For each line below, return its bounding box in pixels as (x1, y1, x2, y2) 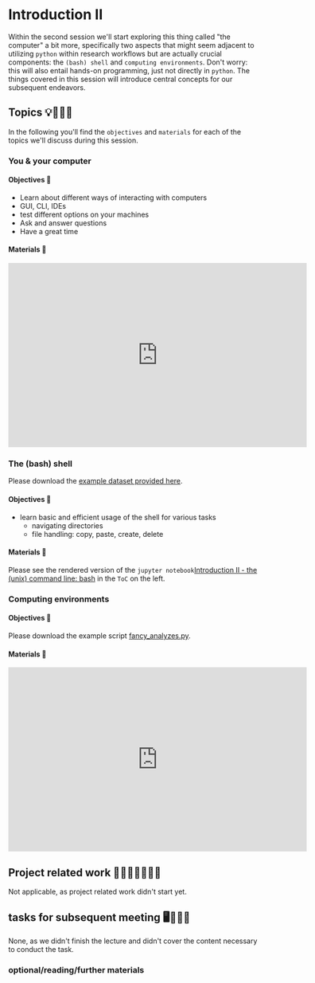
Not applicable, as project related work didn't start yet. (8, 887, 187, 896)
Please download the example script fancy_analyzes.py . (8, 631, 191, 640)
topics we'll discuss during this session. (8, 135, 138, 145)
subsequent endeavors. (8, 82, 86, 92)
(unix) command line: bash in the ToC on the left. (8, 574, 165, 583)
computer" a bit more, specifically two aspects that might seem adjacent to (8, 40, 255, 49)
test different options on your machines (19, 210, 150, 219)
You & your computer (8, 155, 91, 166)
